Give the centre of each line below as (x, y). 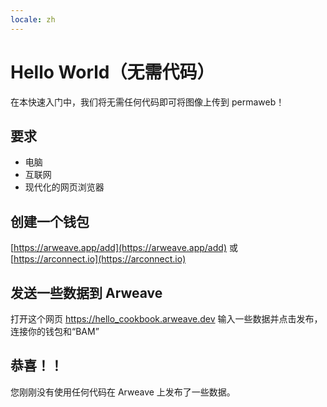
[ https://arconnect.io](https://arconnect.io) (98, 259)
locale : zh (33, 19)
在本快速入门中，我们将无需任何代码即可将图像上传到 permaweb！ (147, 102)
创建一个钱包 (50, 221)
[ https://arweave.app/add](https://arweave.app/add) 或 (124, 248)
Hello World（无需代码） (112, 72)
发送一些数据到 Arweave (86, 292)
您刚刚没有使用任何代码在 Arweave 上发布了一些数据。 (123, 392)
